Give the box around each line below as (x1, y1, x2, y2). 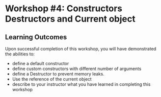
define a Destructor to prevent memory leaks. (12, 71, 105, 76)
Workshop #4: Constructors (5, 3, 123, 14)
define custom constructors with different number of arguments (12, 66, 141, 72)
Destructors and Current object (5, 13, 136, 24)
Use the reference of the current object (12, 76, 92, 82)
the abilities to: (5, 51, 35, 57)
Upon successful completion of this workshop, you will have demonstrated (5, 46, 157, 51)
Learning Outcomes (5, 33, 67, 41)
